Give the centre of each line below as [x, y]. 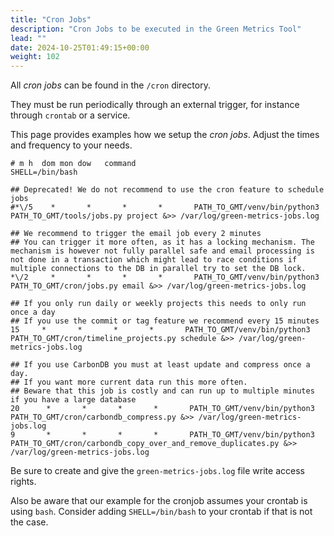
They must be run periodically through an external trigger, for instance [155, 105]
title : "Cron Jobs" [51, 19]
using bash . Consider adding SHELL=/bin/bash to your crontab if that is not [161, 512]
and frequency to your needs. [71, 145]
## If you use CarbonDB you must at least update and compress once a [160, 365]
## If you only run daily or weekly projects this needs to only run [158, 304]
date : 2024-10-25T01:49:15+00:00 [80, 47]
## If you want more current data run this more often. [129, 382]
